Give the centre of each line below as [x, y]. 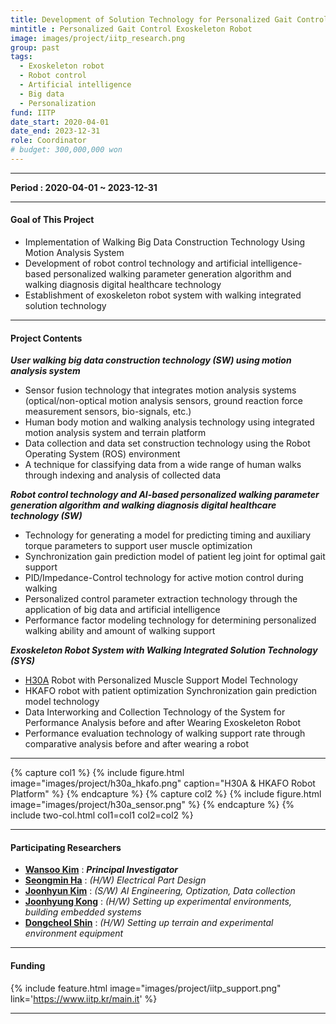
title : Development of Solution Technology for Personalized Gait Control [169, 19]
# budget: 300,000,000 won [66, 150]
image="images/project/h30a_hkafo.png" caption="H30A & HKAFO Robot [163, 783]
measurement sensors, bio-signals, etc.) [108, 412]
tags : [21, 57]
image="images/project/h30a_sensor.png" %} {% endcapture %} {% [152, 805]
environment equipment [74, 933]
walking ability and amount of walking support [120, 631]
